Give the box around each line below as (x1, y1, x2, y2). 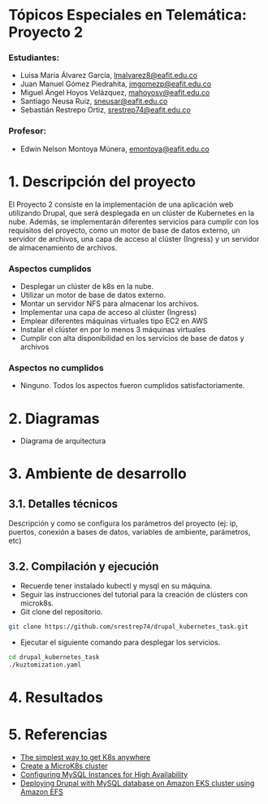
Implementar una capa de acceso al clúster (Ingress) (19, 308, 197, 317)
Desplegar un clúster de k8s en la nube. (19, 282, 154, 291)
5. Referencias (8, 726, 108, 744)
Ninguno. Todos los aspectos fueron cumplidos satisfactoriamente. (19, 381, 245, 391)
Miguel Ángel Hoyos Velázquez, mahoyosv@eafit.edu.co (19, 88, 210, 98)
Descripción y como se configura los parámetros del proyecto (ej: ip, (8, 518, 238, 528)
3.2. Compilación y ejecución (8, 559, 159, 573)
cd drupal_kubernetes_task (8, 653, 100, 661)
